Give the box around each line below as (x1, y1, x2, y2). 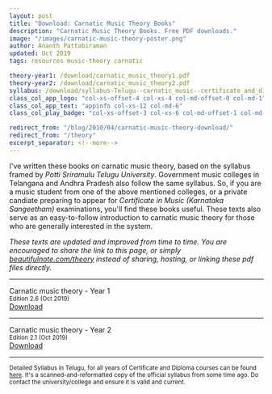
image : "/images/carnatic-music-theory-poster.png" (9, 34, 186, 43)
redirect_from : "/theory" (9, 131, 96, 140)
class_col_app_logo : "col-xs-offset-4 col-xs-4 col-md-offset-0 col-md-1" (9, 94, 266, 102)
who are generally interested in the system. (9, 221, 153, 231)
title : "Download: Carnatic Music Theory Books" (9, 19, 176, 28)
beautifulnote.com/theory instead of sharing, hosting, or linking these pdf (9, 254, 254, 264)
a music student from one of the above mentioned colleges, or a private (9, 187, 248, 197)
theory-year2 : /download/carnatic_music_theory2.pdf (9, 78, 190, 87)
